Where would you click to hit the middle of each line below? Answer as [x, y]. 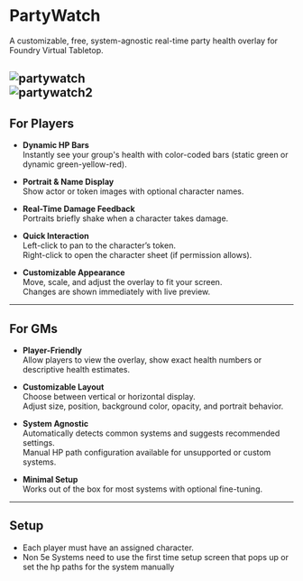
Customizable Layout [63, 387]
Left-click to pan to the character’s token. [99, 245]
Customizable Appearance [73, 272]
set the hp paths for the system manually [98, 567]
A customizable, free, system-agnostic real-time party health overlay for [143, 41]
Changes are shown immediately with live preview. [116, 292]
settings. [39, 442]
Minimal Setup [50, 479]
